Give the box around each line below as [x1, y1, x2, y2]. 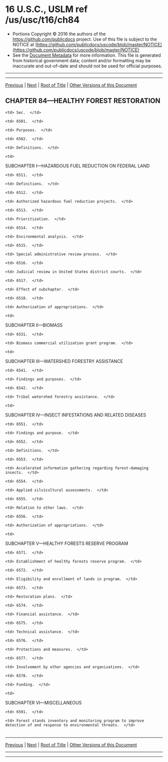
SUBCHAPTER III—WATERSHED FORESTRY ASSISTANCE [5, 358, 123, 364]
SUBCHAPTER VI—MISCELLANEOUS [5, 700, 82, 706]
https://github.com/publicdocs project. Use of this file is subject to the [12, 36, 157, 42]
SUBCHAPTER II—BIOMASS [5, 322, 63, 328]
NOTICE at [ [12, 41, 37, 47]
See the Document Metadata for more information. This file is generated [12, 52, 161, 58]
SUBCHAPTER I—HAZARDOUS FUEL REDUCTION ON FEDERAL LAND [5, 162, 150, 169]
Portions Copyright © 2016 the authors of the [12, 31, 106, 37]
